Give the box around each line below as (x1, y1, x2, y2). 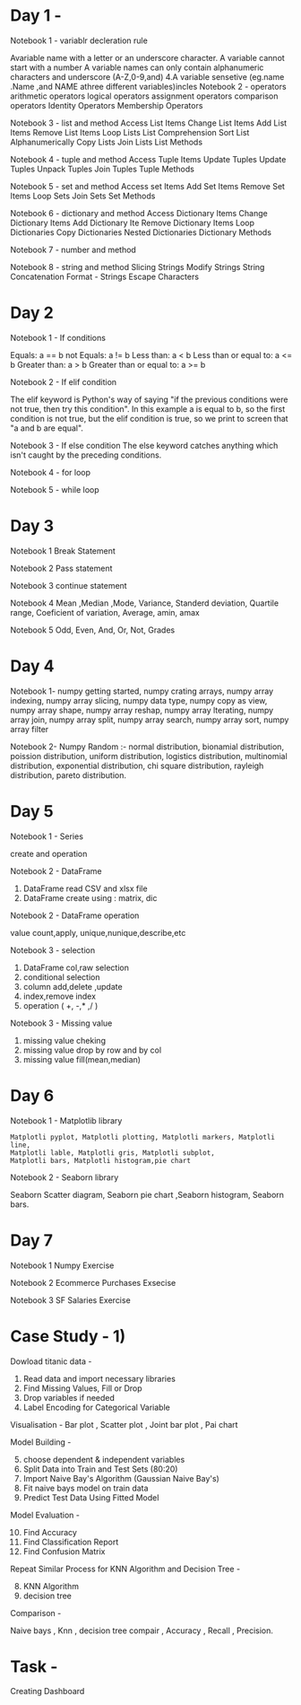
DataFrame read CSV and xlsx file (22, 883, 148, 894)
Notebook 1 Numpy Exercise (10, 1260, 115, 1271)
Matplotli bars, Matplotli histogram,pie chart (10, 1156, 192, 1165)
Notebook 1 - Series (10, 831, 84, 842)
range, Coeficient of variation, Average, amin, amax (10, 607, 200, 617)
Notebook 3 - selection (10, 944, 96, 956)
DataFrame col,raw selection (22, 962, 129, 973)
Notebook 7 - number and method (10, 244, 137, 255)
